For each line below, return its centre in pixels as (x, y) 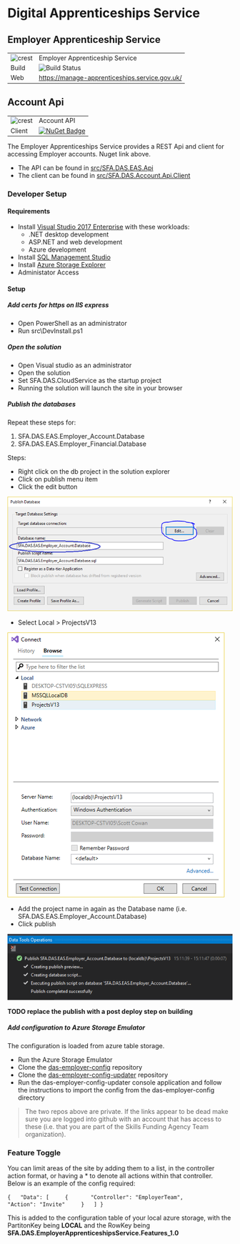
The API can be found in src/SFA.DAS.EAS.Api (85, 168)
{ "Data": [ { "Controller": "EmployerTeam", (95, 1197)
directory (31, 1098)
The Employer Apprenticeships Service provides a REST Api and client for (116, 146)
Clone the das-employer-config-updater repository (93, 1075)
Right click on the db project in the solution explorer (94, 471)
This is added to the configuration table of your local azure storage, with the (119, 1218)
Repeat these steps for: (42, 422)
